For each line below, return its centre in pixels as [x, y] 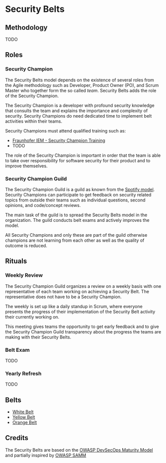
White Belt [23, 412]
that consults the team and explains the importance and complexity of [76, 111]
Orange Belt [25, 422]
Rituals [16, 261]
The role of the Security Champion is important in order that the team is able [83, 155]
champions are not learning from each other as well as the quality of [75, 240]
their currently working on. [32, 317]
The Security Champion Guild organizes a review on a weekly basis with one [83, 286]
